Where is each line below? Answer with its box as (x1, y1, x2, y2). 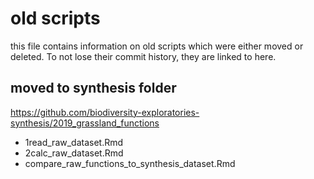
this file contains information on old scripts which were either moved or (10, 40, 304, 52)
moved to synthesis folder (10, 80, 177, 97)
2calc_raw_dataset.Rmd (24, 147, 124, 159)
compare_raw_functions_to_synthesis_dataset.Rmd (24, 157, 236, 169)
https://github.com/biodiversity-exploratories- (10, 106, 200, 118)
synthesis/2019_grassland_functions (10, 117, 160, 129)
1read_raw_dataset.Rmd (24, 136, 124, 148)
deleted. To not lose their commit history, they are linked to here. (10, 50, 277, 62)
